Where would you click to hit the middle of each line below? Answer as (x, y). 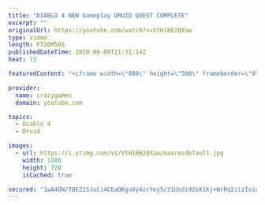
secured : (22, 189)
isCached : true (47, 175)
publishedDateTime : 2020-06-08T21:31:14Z (77, 52)
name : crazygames (44, 95)
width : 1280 (42, 160)
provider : (24, 88)
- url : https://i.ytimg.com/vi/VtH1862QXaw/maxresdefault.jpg (119, 153)
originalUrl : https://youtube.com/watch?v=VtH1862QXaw (100, 30)
